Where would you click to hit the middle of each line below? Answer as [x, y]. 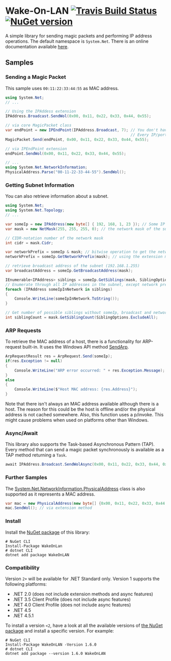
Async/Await [22, 434]
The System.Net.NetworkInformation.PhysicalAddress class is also [75, 488]
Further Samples [26, 477]
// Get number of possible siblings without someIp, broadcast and [78, 313]
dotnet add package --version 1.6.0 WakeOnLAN [55, 653]
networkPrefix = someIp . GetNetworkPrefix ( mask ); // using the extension [84, 257]
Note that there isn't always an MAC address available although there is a [82, 404]
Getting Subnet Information [40, 185]
